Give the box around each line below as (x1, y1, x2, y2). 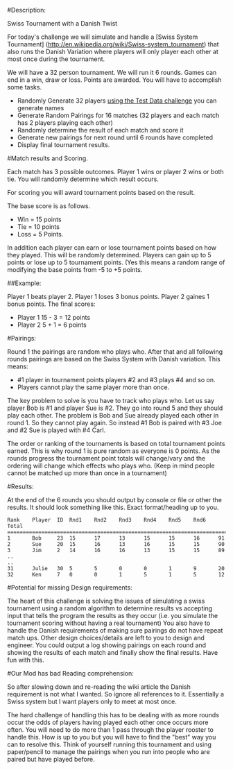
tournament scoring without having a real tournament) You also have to (7, 619, 211, 627)
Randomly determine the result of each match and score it (17, 126, 184, 134)
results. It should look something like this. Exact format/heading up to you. (7, 503, 219, 511)
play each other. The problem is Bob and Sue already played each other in (7, 411, 219, 419)
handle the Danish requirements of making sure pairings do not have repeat (7, 626, 223, 634)
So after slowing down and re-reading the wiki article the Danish (7, 683, 191, 691)
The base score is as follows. (7, 202, 91, 210)
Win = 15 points (17, 215, 62, 223)
